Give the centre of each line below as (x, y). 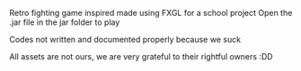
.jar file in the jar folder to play (65, 22)
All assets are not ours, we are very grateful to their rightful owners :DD (141, 56)
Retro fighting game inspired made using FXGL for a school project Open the (151, 13)
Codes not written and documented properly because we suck (125, 39)
